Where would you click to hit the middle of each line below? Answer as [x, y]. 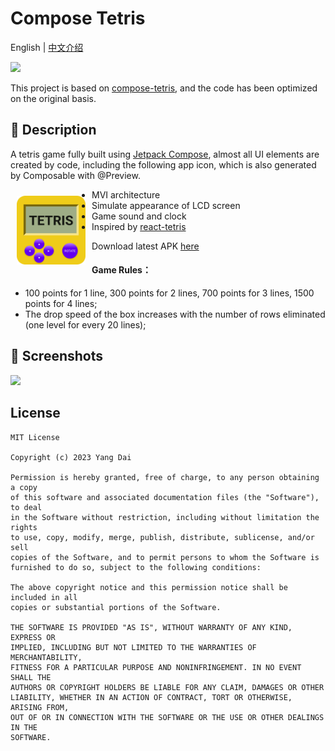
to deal [26, 507]
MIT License [35, 437]
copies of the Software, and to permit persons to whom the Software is [165, 557]
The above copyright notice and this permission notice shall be [149, 587]
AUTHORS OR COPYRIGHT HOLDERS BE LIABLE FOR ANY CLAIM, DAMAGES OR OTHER [167, 687]
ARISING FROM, [40, 707]
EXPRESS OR [33, 637]
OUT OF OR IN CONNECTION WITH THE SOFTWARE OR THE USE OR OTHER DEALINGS [167, 717]
